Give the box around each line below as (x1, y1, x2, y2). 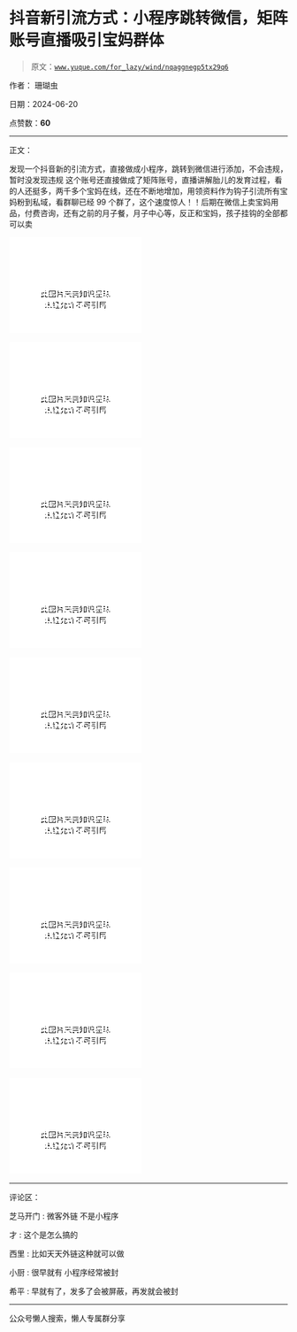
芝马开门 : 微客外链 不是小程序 (9, 1210, 119, 1221)
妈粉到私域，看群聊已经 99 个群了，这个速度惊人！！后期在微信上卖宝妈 (9, 196, 271, 207)
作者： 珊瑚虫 (9, 80, 58, 90)
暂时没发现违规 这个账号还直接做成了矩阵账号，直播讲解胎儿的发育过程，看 (9, 174, 283, 185)
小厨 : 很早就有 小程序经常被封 (9, 1267, 119, 1277)
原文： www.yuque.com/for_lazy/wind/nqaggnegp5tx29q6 (30, 61, 229, 72)
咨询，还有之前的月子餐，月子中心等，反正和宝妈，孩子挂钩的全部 (39, 207, 280, 218)
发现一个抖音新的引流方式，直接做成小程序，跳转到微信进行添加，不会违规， (9, 163, 288, 173)
